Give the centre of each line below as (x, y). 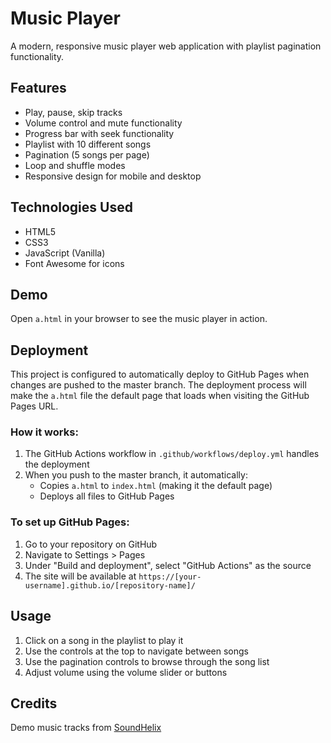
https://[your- (170, 577)
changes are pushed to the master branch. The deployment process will (158, 385)
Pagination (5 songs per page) (87, 154)
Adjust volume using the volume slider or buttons (126, 672)
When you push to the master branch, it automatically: (136, 475)
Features (38, 88)
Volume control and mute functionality (103, 123)
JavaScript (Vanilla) (65, 253)
